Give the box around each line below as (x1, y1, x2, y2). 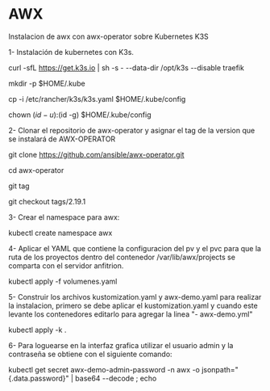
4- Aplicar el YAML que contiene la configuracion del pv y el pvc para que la (8, 243, 262, 253)
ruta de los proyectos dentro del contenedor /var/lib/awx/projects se (8, 252, 236, 262)
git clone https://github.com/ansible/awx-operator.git (8, 149, 185, 159)
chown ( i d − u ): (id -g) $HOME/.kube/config (8, 110, 152, 120)
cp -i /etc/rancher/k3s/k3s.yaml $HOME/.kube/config (8, 94, 186, 103)
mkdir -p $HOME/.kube (8, 78, 86, 88)
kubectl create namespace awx (8, 228, 113, 238)
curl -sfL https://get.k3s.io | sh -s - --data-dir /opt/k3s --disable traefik (8, 62, 244, 73)
